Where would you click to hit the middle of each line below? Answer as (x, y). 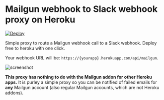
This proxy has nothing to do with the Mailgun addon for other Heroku (79, 77)
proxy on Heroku (40, 20)
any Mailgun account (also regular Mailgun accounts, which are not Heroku (82, 87)
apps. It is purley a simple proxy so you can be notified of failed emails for (81, 82)
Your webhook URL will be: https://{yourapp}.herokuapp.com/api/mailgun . (82, 57)
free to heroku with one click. (35, 48)
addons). (14, 93)
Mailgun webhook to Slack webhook (82, 9)
